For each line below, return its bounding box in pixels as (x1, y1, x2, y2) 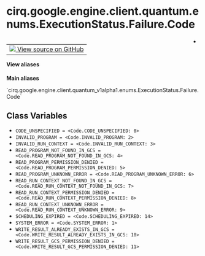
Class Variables (6, 111, 68, 121)
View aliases (6, 60, 40, 68)
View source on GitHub (17, 45, 84, 53)
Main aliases (6, 74, 39, 82)
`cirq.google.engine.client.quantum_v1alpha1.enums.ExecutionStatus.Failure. (6, 86, 199, 93)
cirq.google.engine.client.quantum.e (6, 4, 199, 18)
